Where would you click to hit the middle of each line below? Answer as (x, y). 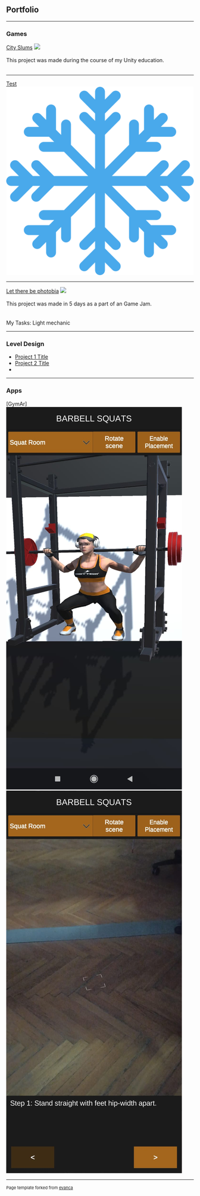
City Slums (19, 48)
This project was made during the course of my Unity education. (85, 60)
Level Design (25, 344)
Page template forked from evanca (40, 1188)
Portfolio (23, 10)
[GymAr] (17, 403)
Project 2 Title (32, 363)
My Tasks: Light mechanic (38, 323)
